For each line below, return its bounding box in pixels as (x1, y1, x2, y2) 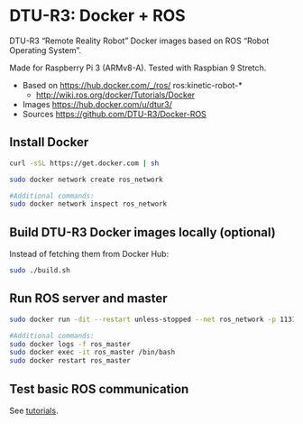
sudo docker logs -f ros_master (9, 339, 131, 348)
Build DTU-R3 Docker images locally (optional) (9, 225, 277, 240)
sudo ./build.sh (9, 266, 70, 275)
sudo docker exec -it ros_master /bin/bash (9, 348, 176, 357)
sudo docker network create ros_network (9, 175, 164, 184)
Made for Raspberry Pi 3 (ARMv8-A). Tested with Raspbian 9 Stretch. (9, 62, 267, 73)
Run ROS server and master (9, 290, 169, 307)
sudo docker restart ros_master (9, 356, 131, 365)
